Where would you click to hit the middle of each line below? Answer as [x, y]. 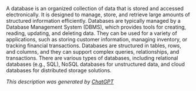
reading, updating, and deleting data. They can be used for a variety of [92, 33]
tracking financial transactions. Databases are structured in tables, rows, [94, 45]
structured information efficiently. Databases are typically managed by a [93, 21]
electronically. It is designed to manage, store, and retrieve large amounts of [98, 15]
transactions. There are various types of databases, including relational [92, 58]
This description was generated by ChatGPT [60, 82]
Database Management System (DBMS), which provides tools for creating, [96, 27]
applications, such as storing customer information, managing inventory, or [97, 39]
